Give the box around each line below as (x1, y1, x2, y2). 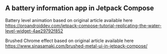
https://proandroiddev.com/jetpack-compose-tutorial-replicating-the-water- (5, 22, 162, 28)
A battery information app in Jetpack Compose (5, 4, 155, 12)
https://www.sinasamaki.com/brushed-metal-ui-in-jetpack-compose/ (5, 42, 148, 49)
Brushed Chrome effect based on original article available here (5, 37, 134, 43)
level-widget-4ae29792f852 (5, 27, 63, 34)
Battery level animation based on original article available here (5, 17, 133, 23)
